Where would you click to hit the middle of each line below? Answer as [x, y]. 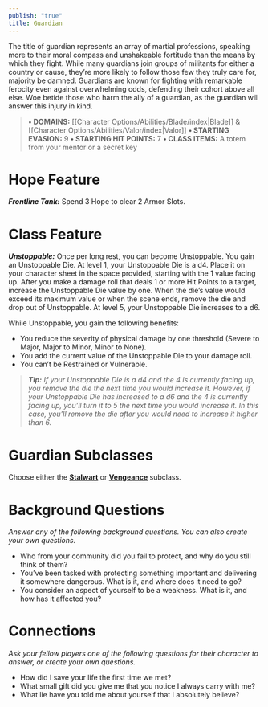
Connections [52, 631]
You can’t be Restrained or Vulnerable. [83, 364]
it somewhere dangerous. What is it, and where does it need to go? [131, 582]
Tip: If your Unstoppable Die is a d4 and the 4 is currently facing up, [141, 380]
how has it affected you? [61, 599]
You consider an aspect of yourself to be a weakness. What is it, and [133, 591]
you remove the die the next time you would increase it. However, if [139, 388]
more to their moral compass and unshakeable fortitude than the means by [132, 55]
